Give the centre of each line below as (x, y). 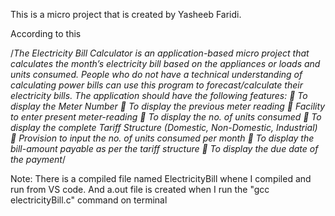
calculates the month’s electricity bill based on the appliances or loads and (165, 63)
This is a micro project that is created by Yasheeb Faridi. (126, 14)
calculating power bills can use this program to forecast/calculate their (156, 85)
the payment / (38, 159)
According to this (46, 33)
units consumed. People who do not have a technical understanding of (156, 74)
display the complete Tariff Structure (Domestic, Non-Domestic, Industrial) (164, 127)
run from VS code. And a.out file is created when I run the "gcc (140, 189)
